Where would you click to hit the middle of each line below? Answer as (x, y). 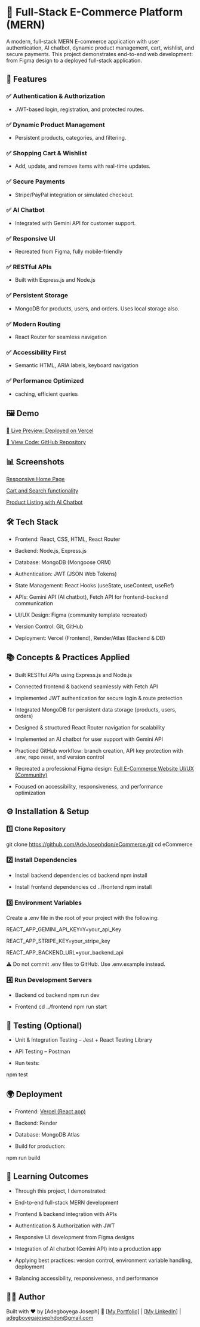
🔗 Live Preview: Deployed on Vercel (50, 431)
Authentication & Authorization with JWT (65, 1226)
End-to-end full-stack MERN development (67, 1202)
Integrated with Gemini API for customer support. (75, 223)
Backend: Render (36, 1123)
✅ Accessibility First (36, 352)
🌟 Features (27, 79)
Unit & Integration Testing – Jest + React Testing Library (83, 1040)
